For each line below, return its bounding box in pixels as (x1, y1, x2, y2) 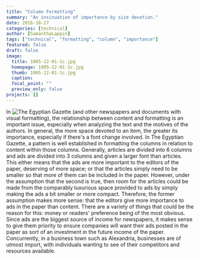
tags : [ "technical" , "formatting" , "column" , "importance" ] (6, 36, 159, 42)
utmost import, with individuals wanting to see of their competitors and (6, 241, 180, 248)
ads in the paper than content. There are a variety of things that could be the (6, 203, 194, 210)
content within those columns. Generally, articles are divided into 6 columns (6, 146, 192, 153)
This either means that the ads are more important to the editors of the (6, 158, 179, 166)
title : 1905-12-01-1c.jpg (11, 58, 76, 64)
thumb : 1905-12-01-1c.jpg (11, 70, 76, 76)
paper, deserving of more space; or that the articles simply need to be (6, 165, 178, 172)
